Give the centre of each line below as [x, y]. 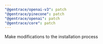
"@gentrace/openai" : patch [32, 18]
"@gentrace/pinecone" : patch [34, 14]
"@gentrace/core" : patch [30, 23]
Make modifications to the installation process [51, 37]
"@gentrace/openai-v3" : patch [36, 9]
